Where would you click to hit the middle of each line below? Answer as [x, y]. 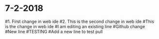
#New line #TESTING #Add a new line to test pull [54, 31]
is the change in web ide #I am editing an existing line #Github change [75, 26]
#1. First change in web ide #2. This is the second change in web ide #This [79, 21]
